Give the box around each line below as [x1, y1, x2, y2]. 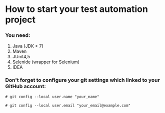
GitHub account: [5, 83, 46, 90]
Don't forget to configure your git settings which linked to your [5, 77, 160, 84]
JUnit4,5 [12, 54, 30, 60]
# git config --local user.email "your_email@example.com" [5, 103, 131, 108]
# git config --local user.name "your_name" [5, 94, 99, 99]
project [5, 14, 36, 25]
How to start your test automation [5, 3, 148, 15]
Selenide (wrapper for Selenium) [12, 59, 80, 65]
